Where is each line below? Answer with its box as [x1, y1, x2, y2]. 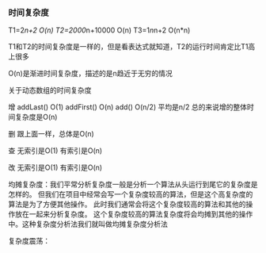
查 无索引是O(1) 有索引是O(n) [8, 146, 103, 155]
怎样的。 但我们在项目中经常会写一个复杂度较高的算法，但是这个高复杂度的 [8, 190, 253, 199]
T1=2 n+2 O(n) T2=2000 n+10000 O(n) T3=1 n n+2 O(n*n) [8, 25, 191, 35]
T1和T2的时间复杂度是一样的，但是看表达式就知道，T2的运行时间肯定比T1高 [8, 42, 256, 52]
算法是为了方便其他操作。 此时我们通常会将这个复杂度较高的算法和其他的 [8, 200, 246, 209]
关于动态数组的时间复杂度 [8, 86, 92, 95]
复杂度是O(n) [14, 113, 58, 122]
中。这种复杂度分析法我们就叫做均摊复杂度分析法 [8, 220, 168, 229]
